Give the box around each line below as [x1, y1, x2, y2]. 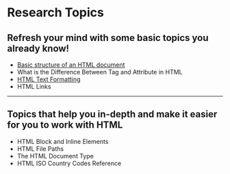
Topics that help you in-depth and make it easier [7, 108, 218, 120]
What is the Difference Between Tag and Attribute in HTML [16, 68, 183, 76]
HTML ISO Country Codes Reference [16, 159, 122, 167]
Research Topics [7, 5, 104, 20]
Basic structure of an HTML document [16, 61, 125, 69]
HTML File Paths [16, 145, 64, 153]
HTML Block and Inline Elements [16, 137, 109, 145]
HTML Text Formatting [16, 75, 81, 83]
